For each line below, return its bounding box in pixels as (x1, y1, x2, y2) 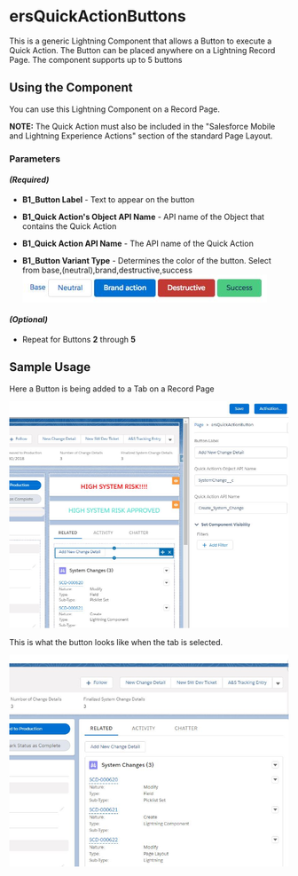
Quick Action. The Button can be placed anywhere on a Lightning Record (9, 44, 276, 55)
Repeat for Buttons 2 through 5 (21, 335, 136, 345)
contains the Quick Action (21, 220, 117, 232)
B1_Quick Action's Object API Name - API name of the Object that (21, 211, 264, 222)
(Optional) (9, 314, 49, 325)
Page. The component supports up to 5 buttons (9, 54, 183, 65)
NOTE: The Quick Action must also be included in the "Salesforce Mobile (9, 121, 276, 131)
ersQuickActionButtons (9, 6, 186, 27)
